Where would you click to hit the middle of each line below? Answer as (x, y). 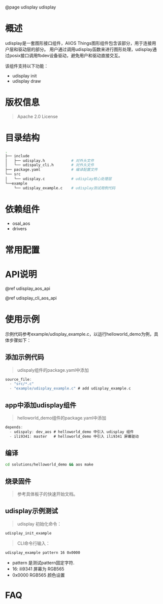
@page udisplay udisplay (31, 7)
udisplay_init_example (28, 533)
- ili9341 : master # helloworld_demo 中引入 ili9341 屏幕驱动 (74, 436)
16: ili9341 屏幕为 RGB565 (38, 568)
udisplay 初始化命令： (39, 524)
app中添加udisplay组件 (41, 405)
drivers (19, 228)
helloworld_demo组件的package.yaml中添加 (62, 418)
